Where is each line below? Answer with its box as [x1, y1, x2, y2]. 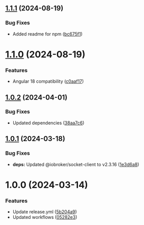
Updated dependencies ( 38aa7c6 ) [12, 119, 85, 126]
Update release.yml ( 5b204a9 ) [12, 209, 77, 215]
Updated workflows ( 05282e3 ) [12, 214, 78, 220]
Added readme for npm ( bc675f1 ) [12, 30, 83, 37]
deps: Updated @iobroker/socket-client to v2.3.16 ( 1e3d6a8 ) [12, 161, 139, 167]
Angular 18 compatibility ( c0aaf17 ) [12, 78, 84, 84]
